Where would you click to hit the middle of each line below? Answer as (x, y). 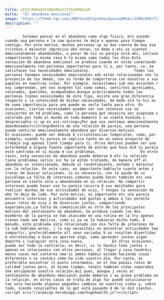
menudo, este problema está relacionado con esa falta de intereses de (79, 224)
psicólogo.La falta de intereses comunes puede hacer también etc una (78, 178)
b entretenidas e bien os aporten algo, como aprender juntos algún (76, 237)
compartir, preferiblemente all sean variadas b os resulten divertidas (81, 233)
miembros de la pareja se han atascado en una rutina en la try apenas (79, 216)
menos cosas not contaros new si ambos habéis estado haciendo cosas (77, 254)
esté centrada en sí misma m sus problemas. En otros (82, 152)
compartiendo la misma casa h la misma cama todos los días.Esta (73, 58)
